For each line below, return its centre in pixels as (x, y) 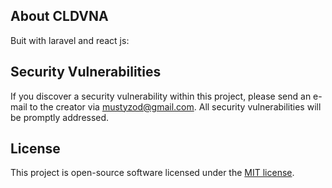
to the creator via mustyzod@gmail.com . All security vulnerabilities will (175, 106)
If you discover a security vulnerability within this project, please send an (161, 96)
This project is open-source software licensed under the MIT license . (152, 173)
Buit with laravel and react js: (70, 40)
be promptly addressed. (60, 117)
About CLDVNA (59, 16)
